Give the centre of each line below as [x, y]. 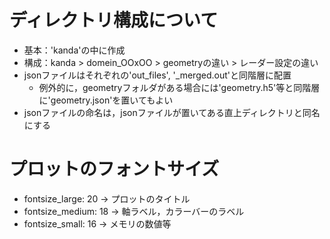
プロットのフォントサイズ [114, 169]
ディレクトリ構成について [114, 20]
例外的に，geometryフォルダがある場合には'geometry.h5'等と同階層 [179, 87]
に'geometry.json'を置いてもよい [106, 100]
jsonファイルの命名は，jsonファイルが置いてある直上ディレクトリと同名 [172, 112]
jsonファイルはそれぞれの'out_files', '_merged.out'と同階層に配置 [157, 75]
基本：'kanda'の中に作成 [74, 50]
